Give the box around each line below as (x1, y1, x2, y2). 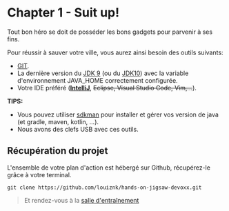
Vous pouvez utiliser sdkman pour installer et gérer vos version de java (17, 110, 219, 119)
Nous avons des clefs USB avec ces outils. (17, 125, 139, 133)
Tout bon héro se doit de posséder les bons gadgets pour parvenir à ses (7, 28, 212, 36)
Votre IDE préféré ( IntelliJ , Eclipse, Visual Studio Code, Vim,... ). (17, 83, 197, 92)
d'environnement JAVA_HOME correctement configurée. (17, 76, 178, 84)
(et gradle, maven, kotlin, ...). (17, 117, 99, 125)
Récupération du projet (7, 145, 108, 157)
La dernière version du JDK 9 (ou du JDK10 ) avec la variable (17, 69, 189, 77)
